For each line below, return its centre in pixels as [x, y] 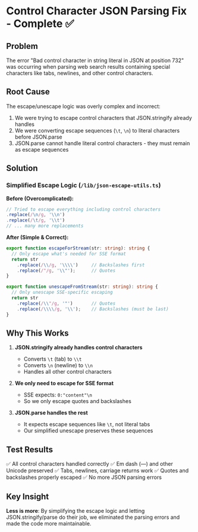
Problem [22, 46]
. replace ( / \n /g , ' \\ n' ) [36, 215]
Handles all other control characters [67, 372]
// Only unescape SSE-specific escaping [62, 293]
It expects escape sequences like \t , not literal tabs [87, 425]
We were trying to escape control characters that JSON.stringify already [103, 118]
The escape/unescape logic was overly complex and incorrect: [83, 106]
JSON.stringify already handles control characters [78, 348]
